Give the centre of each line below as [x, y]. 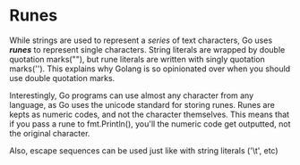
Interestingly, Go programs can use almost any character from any [132, 95]
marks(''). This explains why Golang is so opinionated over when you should [150, 69]
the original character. [50, 133]
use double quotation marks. [62, 78]
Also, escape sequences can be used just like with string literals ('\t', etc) [144, 150]
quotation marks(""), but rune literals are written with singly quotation [137, 59]
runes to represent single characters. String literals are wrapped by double [147, 49]
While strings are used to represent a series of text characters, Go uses [141, 40]
